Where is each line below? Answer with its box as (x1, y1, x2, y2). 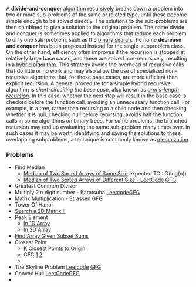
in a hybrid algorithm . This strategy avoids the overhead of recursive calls (6, 61, 184, 68)
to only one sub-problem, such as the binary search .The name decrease (6, 36, 182, 43)
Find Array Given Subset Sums (14, 232, 89, 239)
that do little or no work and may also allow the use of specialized (6, 67, 164, 74)
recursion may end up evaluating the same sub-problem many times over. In (6, 123, 191, 130)
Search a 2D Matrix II (14, 208, 66, 215)
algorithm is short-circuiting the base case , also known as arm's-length (6, 86, 180, 93)
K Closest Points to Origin (23, 245, 86, 252)
